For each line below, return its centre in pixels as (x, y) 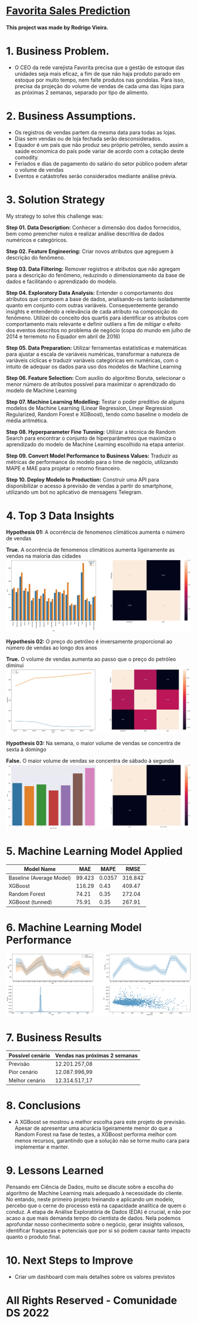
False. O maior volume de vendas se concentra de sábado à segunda (90, 760)
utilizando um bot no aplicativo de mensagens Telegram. (74, 492)
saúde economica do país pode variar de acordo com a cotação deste (99, 151)
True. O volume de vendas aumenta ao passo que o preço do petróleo (91, 659)
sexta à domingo (26, 749)
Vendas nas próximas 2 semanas (96, 1055)
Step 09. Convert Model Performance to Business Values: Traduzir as (92, 456)
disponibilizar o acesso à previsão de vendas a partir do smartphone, (89, 486)
